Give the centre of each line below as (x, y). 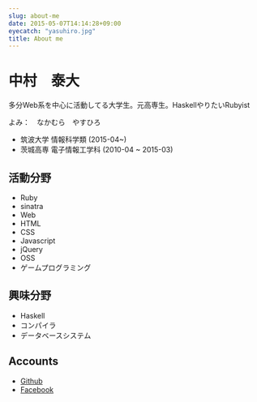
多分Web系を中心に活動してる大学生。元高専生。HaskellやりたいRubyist (129, 105)
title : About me (36, 38)
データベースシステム (56, 335)
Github (31, 381)
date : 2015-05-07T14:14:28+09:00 (65, 24)
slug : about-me (34, 16)
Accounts (34, 361)
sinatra (32, 206)
